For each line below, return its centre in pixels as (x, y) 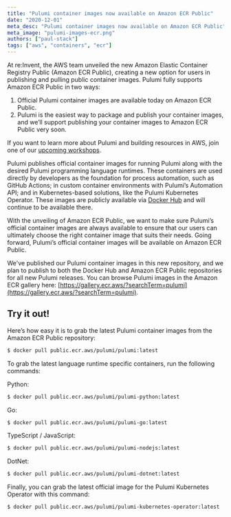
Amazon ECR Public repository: (52, 338)
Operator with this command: (48, 494)
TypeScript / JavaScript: (41, 436)
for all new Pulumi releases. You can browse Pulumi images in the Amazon (112, 278)
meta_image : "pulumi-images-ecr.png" (61, 33)
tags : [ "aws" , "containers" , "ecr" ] (59, 45)
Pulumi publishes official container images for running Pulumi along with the (115, 163)
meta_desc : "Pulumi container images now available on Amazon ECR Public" (117, 26)
